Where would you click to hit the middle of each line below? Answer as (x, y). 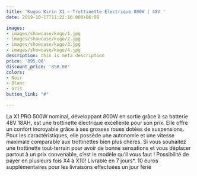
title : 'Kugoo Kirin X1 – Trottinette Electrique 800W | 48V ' (86, 12)
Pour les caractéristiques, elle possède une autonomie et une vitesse (90, 135)
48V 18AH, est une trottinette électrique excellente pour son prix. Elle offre (97, 122)
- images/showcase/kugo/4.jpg (44, 50)
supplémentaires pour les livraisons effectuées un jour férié (79, 166)
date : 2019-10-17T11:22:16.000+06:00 (53, 17)
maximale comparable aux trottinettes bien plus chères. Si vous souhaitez (96, 142)
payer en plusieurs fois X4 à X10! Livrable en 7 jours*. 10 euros (82, 161)
